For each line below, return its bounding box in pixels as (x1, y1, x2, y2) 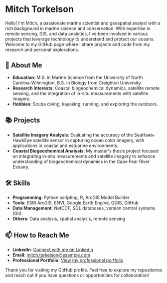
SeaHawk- (134, 131, 156, 138)
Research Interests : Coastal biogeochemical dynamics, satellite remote (12, 85, 160, 91)
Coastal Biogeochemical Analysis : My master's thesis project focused (12, 147, 159, 153)
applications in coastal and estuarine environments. (12, 142, 119, 148)
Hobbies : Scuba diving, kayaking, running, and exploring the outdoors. (12, 101, 158, 107)
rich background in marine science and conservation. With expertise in (5, 25, 151, 31)
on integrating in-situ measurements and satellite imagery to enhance (12, 153, 156, 159)
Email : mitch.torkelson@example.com (12, 252, 91, 258)
